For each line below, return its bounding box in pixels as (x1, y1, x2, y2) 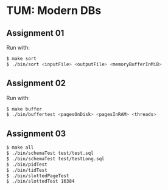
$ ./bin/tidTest (6, 167, 47, 173)
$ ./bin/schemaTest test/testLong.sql (6, 155, 105, 161)
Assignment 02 (6, 78, 66, 89)
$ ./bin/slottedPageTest (6, 172, 69, 179)
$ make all (6, 144, 34, 151)
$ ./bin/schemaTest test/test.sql (6, 150, 94, 156)
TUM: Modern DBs (6, 4, 102, 18)
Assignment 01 (6, 28, 65, 38)
